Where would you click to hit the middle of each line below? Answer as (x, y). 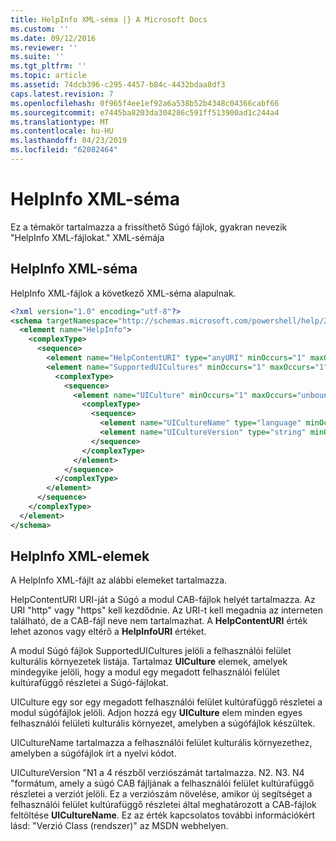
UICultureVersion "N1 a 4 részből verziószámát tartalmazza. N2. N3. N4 (157, 773)
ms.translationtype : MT (60, 122)
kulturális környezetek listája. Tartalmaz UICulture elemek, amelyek (149, 662)
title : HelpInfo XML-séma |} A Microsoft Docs (109, 19)
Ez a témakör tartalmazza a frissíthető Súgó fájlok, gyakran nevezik (149, 227)
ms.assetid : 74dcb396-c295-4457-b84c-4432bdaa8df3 (118, 85)
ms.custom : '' (40, 29)
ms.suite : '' (37, 57)
